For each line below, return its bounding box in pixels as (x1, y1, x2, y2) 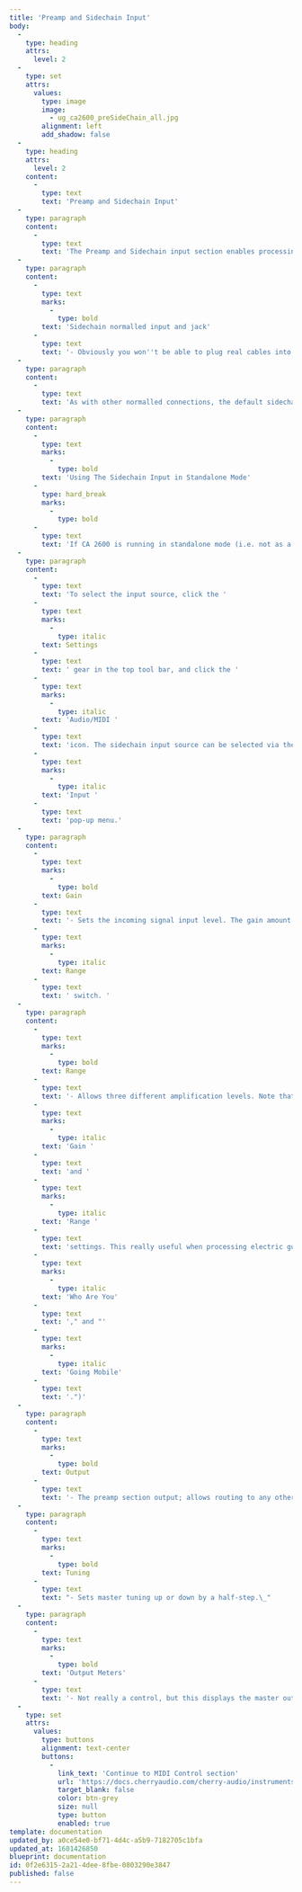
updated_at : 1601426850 (9, 1844, 99, 1853)
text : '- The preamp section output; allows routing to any (41, 1493, 271, 1502)
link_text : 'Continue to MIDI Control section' (57, 1769, 240, 1778)
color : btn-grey (57, 1794, 119, 1803)
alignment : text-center (41, 1744, 130, 1753)
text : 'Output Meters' (41, 1669, 127, 1678)
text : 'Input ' (41, 790, 99, 800)
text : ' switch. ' (41, 991, 111, 1001)
